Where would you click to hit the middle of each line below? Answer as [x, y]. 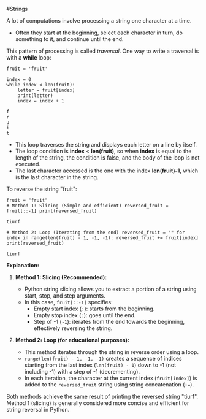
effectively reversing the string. [73, 328]
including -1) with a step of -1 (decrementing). [82, 371]
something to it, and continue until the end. [69, 39]
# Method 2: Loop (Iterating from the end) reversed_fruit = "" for [96, 233]
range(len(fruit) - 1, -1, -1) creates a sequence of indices [103, 359]
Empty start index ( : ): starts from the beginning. [94, 309]
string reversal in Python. [38, 409]
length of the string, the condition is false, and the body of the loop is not [107, 158]
